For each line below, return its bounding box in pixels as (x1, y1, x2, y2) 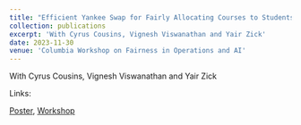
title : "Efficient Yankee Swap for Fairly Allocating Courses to (9, 12, 258, 22)
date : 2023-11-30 (9, 37, 74, 47)
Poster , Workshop (9, 105, 75, 116)
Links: (9, 88, 31, 99)
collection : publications (9, 21, 106, 30)
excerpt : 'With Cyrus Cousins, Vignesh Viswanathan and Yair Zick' (9, 29, 267, 38)
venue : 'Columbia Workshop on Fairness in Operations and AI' (9, 46, 246, 55)
